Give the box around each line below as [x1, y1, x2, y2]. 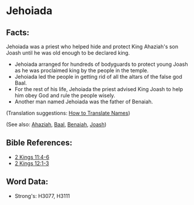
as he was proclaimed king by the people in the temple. [14, 67, 149, 74]
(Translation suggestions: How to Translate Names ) [6, 110, 131, 116]
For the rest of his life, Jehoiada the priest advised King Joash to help [14, 86, 183, 92]
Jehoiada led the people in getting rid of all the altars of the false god [14, 73, 182, 80]
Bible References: [6, 138, 72, 148]
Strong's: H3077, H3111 [14, 192, 71, 199]
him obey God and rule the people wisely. [14, 92, 116, 99]
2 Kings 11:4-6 [14, 153, 50, 160]
